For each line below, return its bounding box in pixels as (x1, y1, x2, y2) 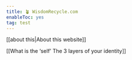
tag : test (6, 20, 31, 26)
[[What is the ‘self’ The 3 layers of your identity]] (6, 48, 127, 55)
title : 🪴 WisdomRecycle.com (6, 8, 78, 15)
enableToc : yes (6, 14, 44, 20)
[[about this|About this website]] (6, 36, 86, 43)
